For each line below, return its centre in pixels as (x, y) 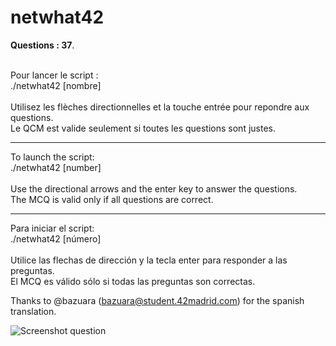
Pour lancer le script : (54, 75)
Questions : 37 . (42, 45)
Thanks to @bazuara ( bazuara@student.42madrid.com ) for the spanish (157, 300)
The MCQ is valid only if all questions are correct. (112, 199)
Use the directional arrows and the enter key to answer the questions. (154, 188)
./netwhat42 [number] (56, 167)
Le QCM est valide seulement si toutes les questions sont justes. (143, 128)
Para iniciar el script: (52, 228)
